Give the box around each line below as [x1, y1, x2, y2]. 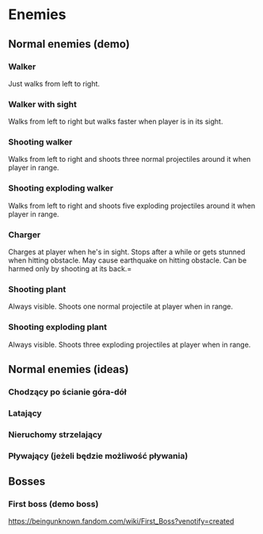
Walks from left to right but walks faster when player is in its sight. [8, 117, 223, 126]
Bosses [8, 474, 46, 489]
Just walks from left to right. [8, 79, 101, 88]
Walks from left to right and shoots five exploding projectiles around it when [8, 201, 256, 210]
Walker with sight [8, 98, 77, 109]
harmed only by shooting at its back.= [8, 264, 132, 274]
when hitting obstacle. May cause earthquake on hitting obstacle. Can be [8, 255, 247, 265]
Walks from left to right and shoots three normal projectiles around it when [8, 155, 251, 164]
